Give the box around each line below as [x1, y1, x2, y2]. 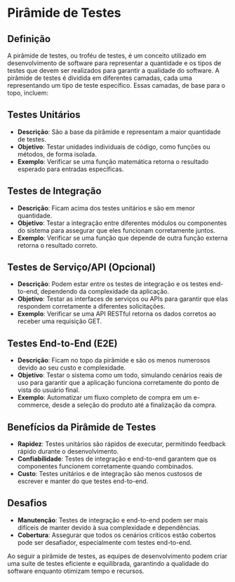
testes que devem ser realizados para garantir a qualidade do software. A [7, 67, 220, 74]
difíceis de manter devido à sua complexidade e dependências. [17, 523, 201, 532]
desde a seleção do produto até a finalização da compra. [52, 401, 217, 410]
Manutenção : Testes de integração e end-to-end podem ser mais [17, 515, 208, 524]
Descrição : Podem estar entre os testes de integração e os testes [17, 280, 208, 288]
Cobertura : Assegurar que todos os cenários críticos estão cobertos [17, 531, 216, 539]
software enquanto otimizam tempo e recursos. [7, 567, 145, 575]
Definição [7, 33, 51, 45]
